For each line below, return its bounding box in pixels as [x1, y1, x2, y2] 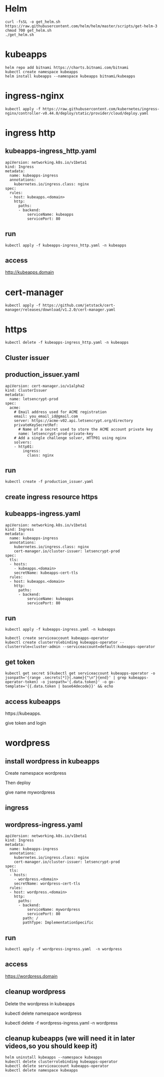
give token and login [5, 720, 46, 726]
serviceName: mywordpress [27, 907, 80, 912]
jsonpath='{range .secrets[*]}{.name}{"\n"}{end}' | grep [5, 675, 127, 680]
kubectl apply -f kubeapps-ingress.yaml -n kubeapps [5, 627, 116, 632]
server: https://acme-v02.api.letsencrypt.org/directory [14, 418, 133, 423]
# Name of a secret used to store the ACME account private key [18, 426, 153, 432]
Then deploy [5, 780, 31, 786]
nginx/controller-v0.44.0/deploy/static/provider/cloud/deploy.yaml [5, 111, 149, 116]
